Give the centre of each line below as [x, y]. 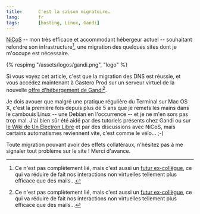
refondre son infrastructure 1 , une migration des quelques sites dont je [92, 46]
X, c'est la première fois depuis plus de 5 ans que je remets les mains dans [98, 108]
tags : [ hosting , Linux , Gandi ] [53, 23]
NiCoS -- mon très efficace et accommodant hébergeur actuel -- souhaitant [99, 40]
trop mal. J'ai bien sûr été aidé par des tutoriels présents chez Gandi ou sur [99, 120]
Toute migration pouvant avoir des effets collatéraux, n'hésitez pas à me [95, 144]
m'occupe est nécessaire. [38, 53]
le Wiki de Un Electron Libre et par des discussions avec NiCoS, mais [91, 127]
